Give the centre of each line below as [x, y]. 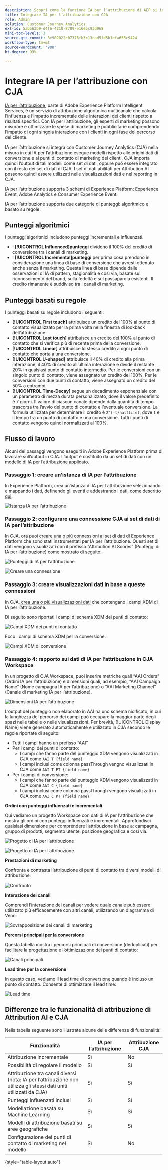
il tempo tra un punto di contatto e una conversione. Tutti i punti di [80, 418]
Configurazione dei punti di [39, 1137]
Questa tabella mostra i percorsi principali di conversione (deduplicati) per [82, 945]
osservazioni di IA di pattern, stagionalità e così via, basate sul [76, 273]
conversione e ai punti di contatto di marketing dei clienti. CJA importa [77, 158]
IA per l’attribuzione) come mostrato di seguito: [53, 552]
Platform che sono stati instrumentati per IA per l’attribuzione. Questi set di [82, 541]
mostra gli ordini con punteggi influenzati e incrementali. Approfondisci [78, 821]
